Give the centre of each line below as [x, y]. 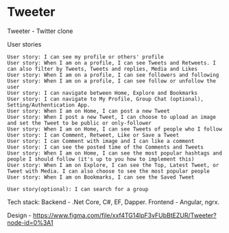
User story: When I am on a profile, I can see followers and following [113, 75]
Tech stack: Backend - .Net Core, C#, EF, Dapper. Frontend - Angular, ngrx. [113, 202]
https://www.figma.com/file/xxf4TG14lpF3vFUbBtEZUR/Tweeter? [125, 215]
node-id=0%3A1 [30, 222]
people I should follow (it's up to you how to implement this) [101, 159]
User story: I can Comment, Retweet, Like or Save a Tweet [93, 135]
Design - [20, 215]
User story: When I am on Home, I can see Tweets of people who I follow [115, 129]
